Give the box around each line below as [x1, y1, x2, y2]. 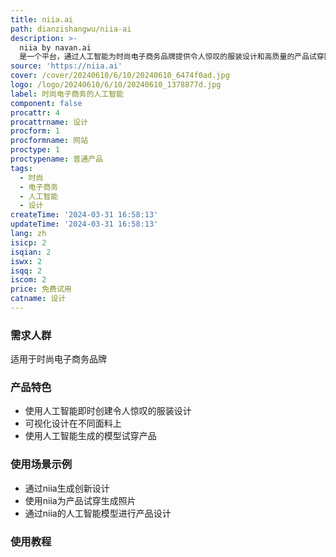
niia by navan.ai [19, 42, 92, 53]
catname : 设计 [10, 294, 67, 304]
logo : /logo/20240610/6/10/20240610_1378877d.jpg [10, 80, 222, 90]
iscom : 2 [10, 275, 47, 285]
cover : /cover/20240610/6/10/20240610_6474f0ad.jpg [10, 71, 230, 81]
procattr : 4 [10, 107, 60, 118]
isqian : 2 [10, 247, 52, 257]
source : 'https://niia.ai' [10, 61, 123, 71]
